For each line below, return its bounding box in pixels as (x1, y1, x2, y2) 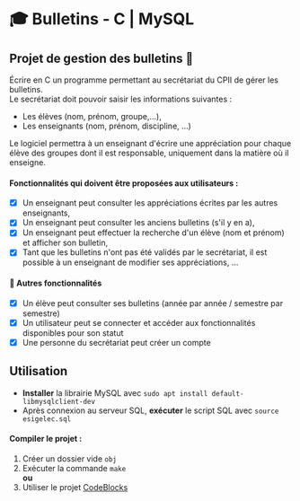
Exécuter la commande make (22, 462, 127, 473)
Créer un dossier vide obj (22, 453, 118, 464)
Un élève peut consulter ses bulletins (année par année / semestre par (22, 297, 284, 308)
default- (211, 389, 244, 398)
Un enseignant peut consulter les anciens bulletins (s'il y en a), (22, 217, 255, 228)
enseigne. (9, 157, 47, 168)
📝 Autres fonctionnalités (9, 277, 102, 289)
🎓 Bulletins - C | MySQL (9, 9, 195, 30)
